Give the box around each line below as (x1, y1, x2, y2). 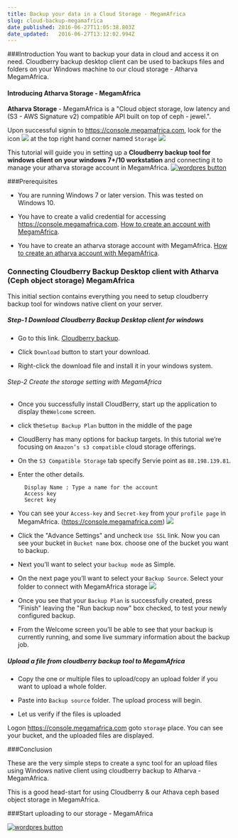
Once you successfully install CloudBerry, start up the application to (17, 400, 217, 408)
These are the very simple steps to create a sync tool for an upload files (7, 758, 218, 767)
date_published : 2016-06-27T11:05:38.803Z (7, 24, 135, 31)
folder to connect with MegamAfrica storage (17, 582, 148, 591)
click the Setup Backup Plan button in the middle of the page (17, 421, 193, 430)
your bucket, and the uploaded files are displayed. (7, 731, 154, 740)
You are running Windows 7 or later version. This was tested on (17, 191, 204, 200)
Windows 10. (17, 199, 55, 207)
